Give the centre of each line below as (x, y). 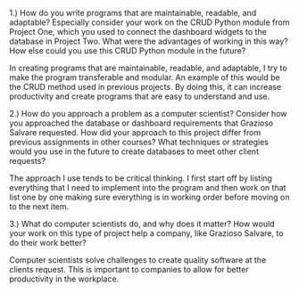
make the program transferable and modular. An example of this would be (145, 77)
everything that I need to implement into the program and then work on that (148, 187)
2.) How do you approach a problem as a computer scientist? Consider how (148, 114)
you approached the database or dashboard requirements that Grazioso (141, 123)
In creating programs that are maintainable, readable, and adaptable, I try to (148, 68)
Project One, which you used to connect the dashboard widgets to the (138, 32)
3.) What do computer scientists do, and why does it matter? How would (142, 224)
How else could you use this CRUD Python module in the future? (128, 51)
